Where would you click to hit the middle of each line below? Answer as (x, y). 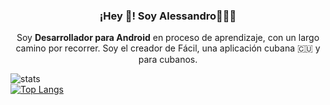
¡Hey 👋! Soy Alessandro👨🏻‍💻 (168, 16)
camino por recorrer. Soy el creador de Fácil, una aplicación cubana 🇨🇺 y (168, 48)
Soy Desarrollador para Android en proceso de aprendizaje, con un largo (168, 38)
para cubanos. (168, 60)
